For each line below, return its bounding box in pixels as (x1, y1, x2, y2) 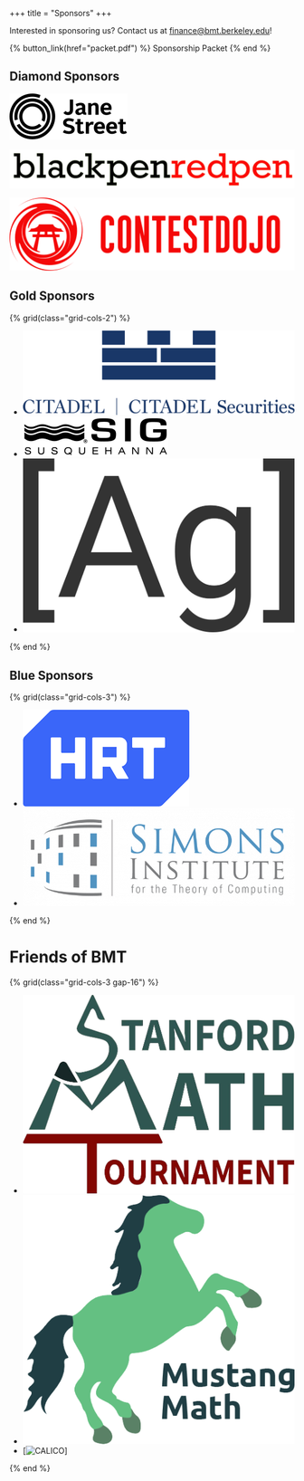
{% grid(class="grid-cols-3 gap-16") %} (9, 977, 159, 988)
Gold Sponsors (9, 289, 95, 304)
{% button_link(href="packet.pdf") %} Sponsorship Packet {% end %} (9, 43, 271, 53)
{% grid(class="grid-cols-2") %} (9, 312, 131, 323)
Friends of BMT (9, 946, 128, 967)
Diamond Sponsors (9, 69, 120, 84)
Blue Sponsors (9, 667, 94, 683)
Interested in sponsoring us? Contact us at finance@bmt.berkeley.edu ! (9, 25, 273, 35)
